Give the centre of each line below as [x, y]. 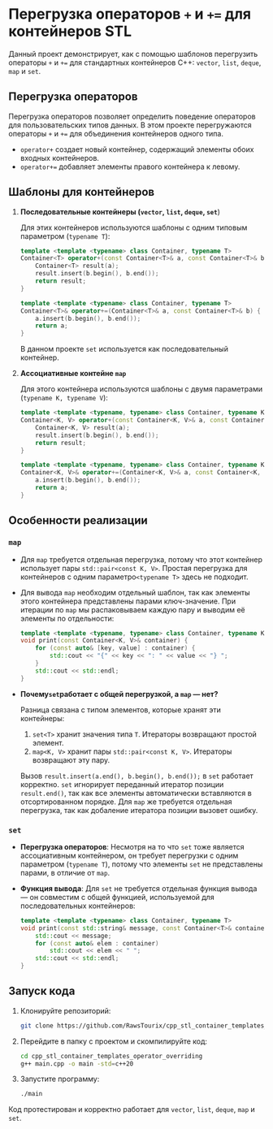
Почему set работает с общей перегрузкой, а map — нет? [119, 694]
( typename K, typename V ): [64, 398]
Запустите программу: [60, 1079]
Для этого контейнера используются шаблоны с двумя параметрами [141, 389]
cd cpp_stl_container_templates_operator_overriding [111, 1056]
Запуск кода [42, 991]
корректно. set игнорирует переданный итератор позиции [122, 784]
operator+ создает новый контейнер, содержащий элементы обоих [137, 149]
